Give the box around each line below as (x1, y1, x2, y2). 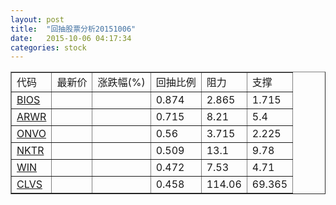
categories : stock (10, 42, 87, 53)
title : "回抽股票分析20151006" (10, 24, 137, 34)
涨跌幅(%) (97, 76, 146, 90)
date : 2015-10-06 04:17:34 (10, 33, 132, 43)
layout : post (10, 14, 65, 25)
